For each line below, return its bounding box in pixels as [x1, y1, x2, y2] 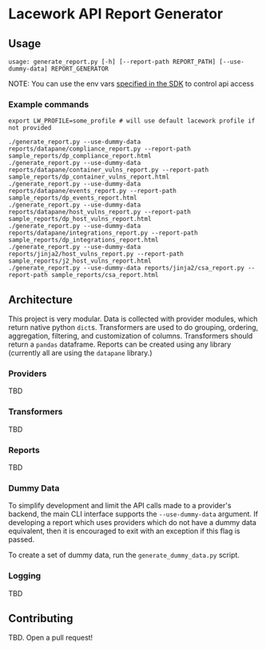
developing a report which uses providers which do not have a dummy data [8, 518, 257, 528]
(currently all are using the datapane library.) [8, 348, 153, 358]
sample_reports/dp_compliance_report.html [8, 152, 152, 160]
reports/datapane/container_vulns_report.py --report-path [8, 166, 209, 175]
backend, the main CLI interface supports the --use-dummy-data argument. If [8, 509, 258, 519]
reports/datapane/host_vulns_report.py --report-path [8, 208, 192, 216]
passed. [8, 535, 35, 544]
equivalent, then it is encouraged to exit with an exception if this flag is [8, 526, 240, 536]
